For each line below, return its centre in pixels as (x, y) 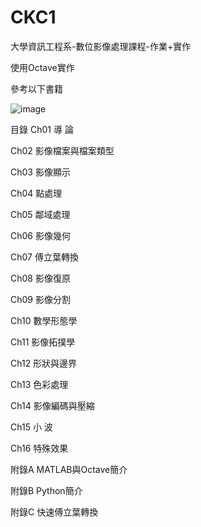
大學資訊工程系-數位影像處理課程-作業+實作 (101, 46)
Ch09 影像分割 (40, 299)
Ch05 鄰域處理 (40, 214)
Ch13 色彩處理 (39, 384)
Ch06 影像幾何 (40, 235)
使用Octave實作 (42, 67)
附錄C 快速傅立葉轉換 (54, 512)
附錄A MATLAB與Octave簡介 (69, 469)
